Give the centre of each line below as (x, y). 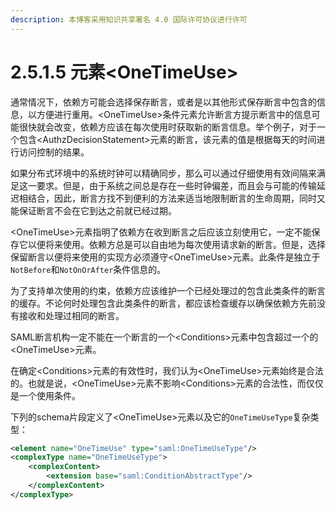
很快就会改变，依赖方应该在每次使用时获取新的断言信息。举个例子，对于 (167, 127)
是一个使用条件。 (45, 395)
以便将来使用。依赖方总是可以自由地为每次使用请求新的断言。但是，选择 (176, 244)
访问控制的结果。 (54, 152)
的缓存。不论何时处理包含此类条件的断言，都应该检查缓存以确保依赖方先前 (163, 303)
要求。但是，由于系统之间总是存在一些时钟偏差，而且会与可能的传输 (176, 185)
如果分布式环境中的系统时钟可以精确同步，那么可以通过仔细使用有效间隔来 (163, 173)
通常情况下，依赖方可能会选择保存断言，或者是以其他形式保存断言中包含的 (163, 102)
